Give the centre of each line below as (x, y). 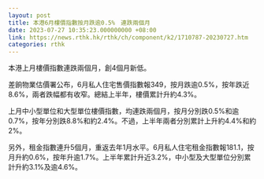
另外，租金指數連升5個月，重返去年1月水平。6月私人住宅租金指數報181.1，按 (131, 148)
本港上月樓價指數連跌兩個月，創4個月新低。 (80, 68)
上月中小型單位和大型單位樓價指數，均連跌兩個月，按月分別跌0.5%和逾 (124, 111)
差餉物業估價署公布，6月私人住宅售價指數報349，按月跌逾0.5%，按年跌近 (129, 85)
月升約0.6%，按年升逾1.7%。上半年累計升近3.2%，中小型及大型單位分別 (126, 157)
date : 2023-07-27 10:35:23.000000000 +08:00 (82, 30)
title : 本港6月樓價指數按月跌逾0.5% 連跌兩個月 (80, 23)
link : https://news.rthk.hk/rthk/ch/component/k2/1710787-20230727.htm (128, 37)
